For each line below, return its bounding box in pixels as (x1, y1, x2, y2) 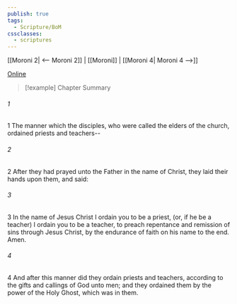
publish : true (7, 10, 50, 18)
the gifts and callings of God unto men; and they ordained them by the (7, 281, 212, 289)
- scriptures (13, 37, 52, 44)
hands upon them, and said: (7, 175, 88, 183)
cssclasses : (7, 30, 42, 37)
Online (7, 70, 27, 78)
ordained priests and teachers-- (7, 129, 101, 138)
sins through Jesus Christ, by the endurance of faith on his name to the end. (7, 228, 230, 236)
